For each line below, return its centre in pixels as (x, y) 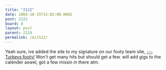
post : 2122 (16, 19)
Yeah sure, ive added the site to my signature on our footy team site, (75, 51)
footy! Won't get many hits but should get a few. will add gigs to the (92, 57)
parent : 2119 (19, 33)
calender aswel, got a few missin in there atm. (52, 62)
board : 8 (14, 24)
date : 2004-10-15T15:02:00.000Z (39, 14)
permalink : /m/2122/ (27, 38)
